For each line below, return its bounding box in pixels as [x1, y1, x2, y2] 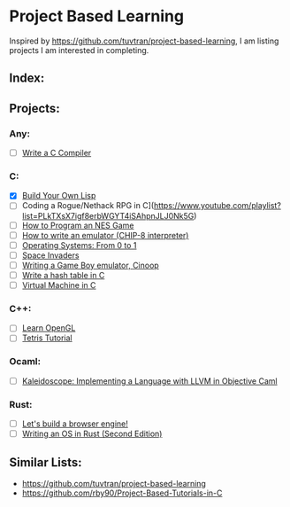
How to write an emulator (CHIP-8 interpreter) [21, 230, 189, 240]
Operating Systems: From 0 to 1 [21, 239, 137, 250]
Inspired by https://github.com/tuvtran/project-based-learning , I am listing [9, 35, 279, 46]
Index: [9, 71, 45, 86]
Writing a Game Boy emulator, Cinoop [21, 260, 159, 270]
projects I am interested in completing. [9, 44, 149, 55]
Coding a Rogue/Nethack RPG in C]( [21, 200, 155, 211]
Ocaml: [9, 355, 42, 368]
